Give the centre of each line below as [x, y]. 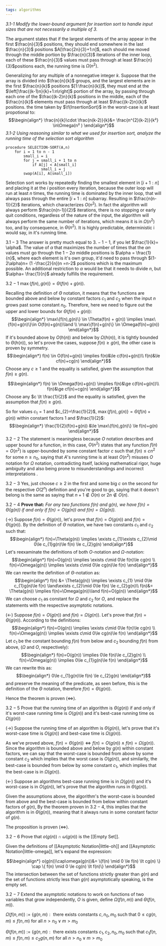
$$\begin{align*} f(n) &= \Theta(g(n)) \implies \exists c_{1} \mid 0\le [83, 580]
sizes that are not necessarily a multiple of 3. [52, 29]
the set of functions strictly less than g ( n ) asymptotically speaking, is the [80, 880]
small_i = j [53, 169]
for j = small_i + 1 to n [50, 161]
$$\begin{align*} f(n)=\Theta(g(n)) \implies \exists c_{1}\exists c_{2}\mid [83, 539]
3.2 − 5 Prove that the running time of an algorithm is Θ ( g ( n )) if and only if [81, 708]
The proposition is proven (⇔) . [38, 827]
